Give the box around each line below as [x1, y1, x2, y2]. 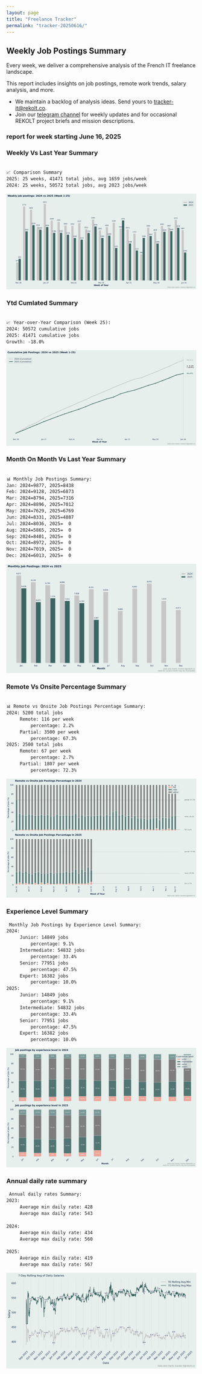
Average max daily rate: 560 [19, 1236, 93, 1242]
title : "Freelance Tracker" [6, 16, 77, 22]
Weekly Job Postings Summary [6, 45, 127, 56]
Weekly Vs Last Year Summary [6, 149, 98, 157]
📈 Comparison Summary [6, 169, 62, 175]
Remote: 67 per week [19, 748, 71, 754]
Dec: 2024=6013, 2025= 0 [6, 552, 71, 559]
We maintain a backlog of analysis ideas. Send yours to [14, 98, 153, 105]
